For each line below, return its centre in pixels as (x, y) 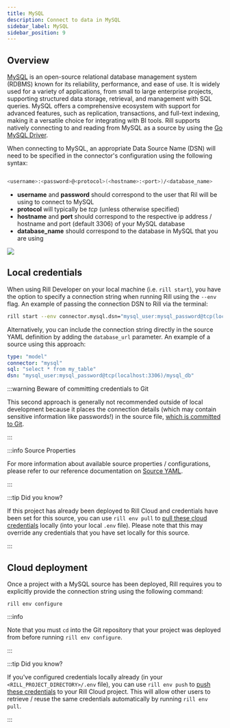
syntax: (17, 163)
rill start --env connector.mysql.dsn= (64, 316)
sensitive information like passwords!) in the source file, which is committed (114, 417)
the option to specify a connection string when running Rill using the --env (112, 296)
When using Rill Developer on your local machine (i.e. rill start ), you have (114, 289)
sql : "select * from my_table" (52, 369)
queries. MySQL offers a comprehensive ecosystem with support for (104, 106)
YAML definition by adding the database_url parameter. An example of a (109, 337)
